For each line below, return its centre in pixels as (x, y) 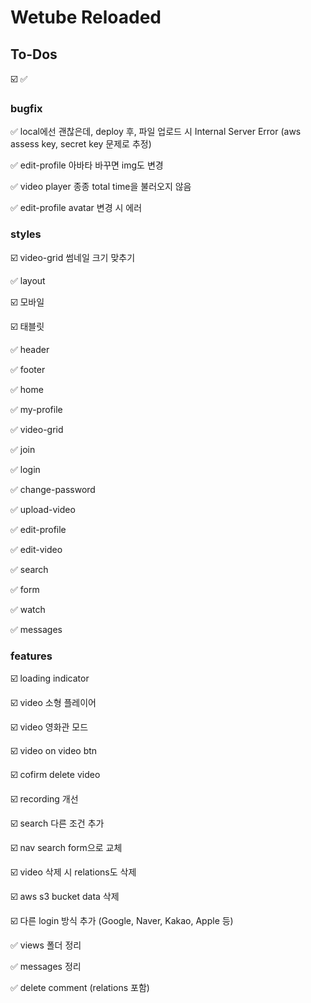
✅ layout (28, 280)
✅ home (27, 389)
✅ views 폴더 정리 (46, 945)
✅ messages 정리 (46, 966)
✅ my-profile (36, 409)
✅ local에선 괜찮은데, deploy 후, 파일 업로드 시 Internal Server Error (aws (156, 132)
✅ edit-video (36, 549)
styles (26, 234)
